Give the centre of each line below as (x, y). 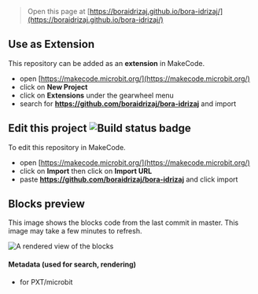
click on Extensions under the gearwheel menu (97, 95)
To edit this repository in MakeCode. (67, 147)
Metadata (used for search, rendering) (72, 265)
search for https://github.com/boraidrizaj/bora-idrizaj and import (128, 103)
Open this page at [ (59, 11)
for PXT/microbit (46, 281)
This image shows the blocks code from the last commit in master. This (123, 222)
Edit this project (48, 129)
